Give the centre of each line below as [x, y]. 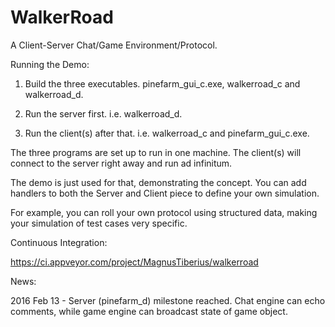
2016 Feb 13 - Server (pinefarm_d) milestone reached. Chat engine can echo [168, 300]
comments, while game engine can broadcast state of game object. [149, 311]
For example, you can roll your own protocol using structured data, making [164, 212]
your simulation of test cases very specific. [99, 223]
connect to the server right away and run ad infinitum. [121, 163]
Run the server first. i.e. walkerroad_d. [103, 113]
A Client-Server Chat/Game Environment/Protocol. [114, 45]
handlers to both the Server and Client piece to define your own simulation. [165, 193]
